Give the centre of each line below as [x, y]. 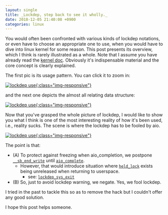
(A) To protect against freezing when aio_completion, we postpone [82, 155]
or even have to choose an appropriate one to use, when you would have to [84, 44]
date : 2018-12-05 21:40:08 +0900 [41, 19]
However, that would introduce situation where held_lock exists [87, 166]
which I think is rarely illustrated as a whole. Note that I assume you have [81, 55]
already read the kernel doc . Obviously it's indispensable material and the [82, 60]
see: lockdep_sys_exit [51, 177]
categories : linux [25, 24]
